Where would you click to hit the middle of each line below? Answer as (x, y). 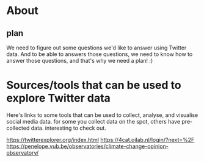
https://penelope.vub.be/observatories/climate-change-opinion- (88, 146)
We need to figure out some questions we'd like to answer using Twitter (97, 48)
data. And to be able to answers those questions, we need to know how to (100, 54)
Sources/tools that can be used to (94, 85)
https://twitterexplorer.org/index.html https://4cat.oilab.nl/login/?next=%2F (100, 139)
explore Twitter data (59, 98)
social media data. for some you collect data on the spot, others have (93, 121)
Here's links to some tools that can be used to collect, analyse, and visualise (102, 115)
